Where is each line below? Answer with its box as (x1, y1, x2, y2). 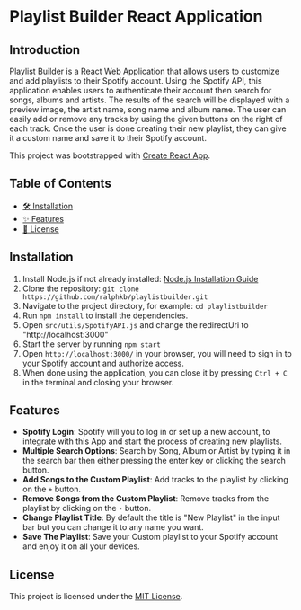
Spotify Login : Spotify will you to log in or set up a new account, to (22, 427, 270, 438)
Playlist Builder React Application (9, 6, 263, 27)
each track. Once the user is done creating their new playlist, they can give (9, 123, 287, 134)
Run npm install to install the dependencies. (22, 310, 189, 321)
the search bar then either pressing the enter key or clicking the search (22, 455, 286, 466)
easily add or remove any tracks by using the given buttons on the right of (9, 114, 283, 124)
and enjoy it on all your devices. (22, 541, 141, 552)
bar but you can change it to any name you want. (22, 522, 204, 533)
